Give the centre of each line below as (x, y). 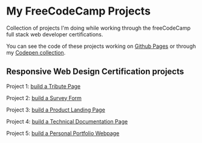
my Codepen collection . (36, 52)
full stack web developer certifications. (55, 34)
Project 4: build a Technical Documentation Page (67, 121)
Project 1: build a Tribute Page (44, 86)
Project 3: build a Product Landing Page (56, 110)
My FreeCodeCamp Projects (79, 11)
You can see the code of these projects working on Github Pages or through (101, 46)
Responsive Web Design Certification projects (95, 72)
